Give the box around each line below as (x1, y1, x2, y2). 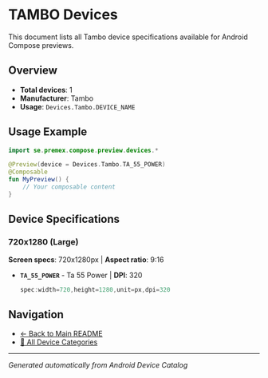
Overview (8, 64, 58, 78)
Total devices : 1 (19, 85, 73, 94)
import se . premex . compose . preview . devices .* (8, 146, 159, 154)
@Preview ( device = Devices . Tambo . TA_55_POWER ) (8, 161, 166, 169)
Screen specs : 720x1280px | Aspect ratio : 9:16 (8, 254, 164, 265)
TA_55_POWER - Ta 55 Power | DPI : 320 (19, 270, 143, 280)
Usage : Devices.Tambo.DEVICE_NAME (19, 101, 136, 111)
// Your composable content (22, 183, 116, 191)
